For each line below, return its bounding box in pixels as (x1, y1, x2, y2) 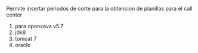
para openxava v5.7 (14, 23, 64, 29)
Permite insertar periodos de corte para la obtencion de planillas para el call (6, 5, 193, 12)
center (6, 11, 23, 18)
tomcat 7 (14, 35, 37, 42)
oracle (14, 41, 31, 48)
